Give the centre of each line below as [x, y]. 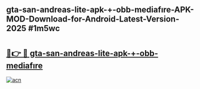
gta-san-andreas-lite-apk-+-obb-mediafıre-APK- [100, 10]
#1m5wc [44, 28]
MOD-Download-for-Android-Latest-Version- [93, 19]
